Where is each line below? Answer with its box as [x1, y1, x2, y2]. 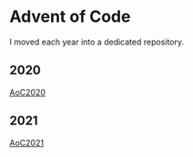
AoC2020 [9, 86, 46, 97]
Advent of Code [9, 6, 131, 27]
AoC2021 [9, 137, 44, 148]
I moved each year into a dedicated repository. [9, 36, 185, 47]
